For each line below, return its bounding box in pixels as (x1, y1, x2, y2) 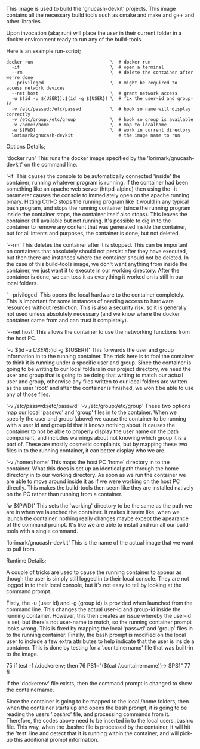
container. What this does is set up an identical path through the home (6, 465, 179, 472)
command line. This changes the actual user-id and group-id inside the (6, 606, 181, 613)
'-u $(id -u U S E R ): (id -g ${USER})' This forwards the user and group (6, 346, 174, 353)
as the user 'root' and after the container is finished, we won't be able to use (6, 385, 194, 391)
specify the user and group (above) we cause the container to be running (6, 415, 187, 422)
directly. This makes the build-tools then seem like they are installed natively (6, 484, 194, 491)
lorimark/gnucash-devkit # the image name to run (11, 132, 180, 138)
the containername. (6, 686, 55, 693)
